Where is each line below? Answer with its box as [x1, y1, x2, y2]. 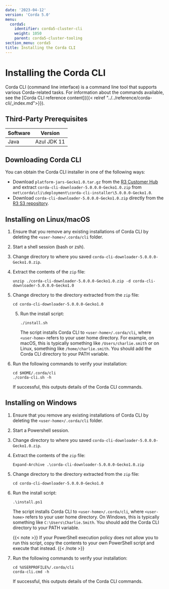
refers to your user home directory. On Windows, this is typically [25, 513, 159, 520]
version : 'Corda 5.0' [5, 12, 51, 17]
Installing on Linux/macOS [5, 215, 90, 224]
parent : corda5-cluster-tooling [14, 36, 82, 41]
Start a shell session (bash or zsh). [12, 244, 85, 250]
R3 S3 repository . [12, 200, 49, 206]
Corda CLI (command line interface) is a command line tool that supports [5, 84, 157, 90]
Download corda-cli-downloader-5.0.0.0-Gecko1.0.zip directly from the [12, 195, 164, 201]
